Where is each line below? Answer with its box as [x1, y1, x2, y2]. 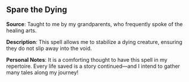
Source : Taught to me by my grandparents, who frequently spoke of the [6, 20, 183, 27]
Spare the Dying [6, 5, 67, 15]
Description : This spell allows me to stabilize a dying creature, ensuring [6, 38, 183, 45]
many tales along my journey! [6, 68, 79, 76]
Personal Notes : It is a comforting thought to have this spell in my [6, 56, 168, 63]
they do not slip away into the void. [6, 45, 92, 52]
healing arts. [6, 27, 37, 34]
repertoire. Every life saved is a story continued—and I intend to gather [6, 62, 181, 70]
